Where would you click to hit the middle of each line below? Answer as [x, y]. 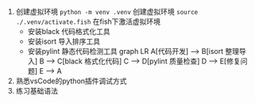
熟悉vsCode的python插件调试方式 [71, 81]
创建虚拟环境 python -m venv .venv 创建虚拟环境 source [107, 11]
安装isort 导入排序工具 [64, 41]
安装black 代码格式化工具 [69, 31]
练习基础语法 [37, 91]
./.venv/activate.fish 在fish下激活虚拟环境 [88, 21]
